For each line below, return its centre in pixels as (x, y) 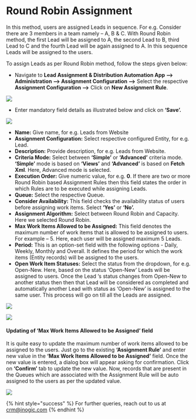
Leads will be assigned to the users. (50, 52)
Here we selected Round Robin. (53, 220)
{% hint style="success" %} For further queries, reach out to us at (86, 404)
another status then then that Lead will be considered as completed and (102, 282)
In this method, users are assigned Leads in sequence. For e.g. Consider (94, 27)
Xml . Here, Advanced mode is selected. (63, 169)
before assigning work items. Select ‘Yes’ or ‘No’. (75, 207)
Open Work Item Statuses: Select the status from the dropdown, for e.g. (102, 264)
